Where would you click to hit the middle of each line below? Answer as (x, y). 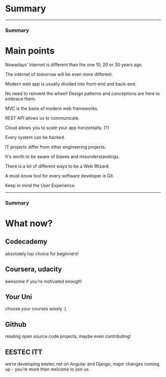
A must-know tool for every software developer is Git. (60, 176)
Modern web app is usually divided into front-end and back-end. (71, 84)
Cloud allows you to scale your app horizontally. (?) (57, 128)
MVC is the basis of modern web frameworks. (52, 108)
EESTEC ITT (24, 352)
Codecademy (26, 242)
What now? (29, 223)
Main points (30, 51)
